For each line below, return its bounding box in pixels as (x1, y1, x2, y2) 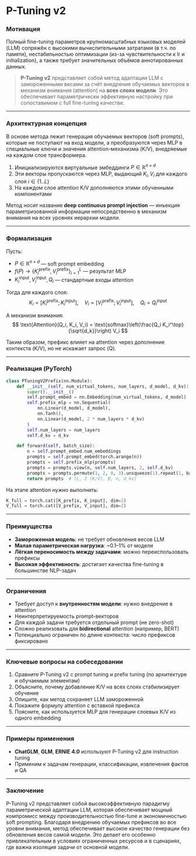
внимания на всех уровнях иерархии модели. (6, 214, 121, 221)
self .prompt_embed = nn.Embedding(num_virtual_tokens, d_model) (27, 394, 187, 400)
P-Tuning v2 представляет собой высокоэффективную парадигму (6, 800, 170, 807)
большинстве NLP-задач (14, 567, 76, 574)
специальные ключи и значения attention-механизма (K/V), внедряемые (6, 145, 188, 152)
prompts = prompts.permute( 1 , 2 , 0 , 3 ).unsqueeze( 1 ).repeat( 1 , (27, 470, 184, 476)
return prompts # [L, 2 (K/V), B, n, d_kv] (27, 475, 137, 481)
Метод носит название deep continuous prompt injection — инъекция (6, 202, 180, 209)
